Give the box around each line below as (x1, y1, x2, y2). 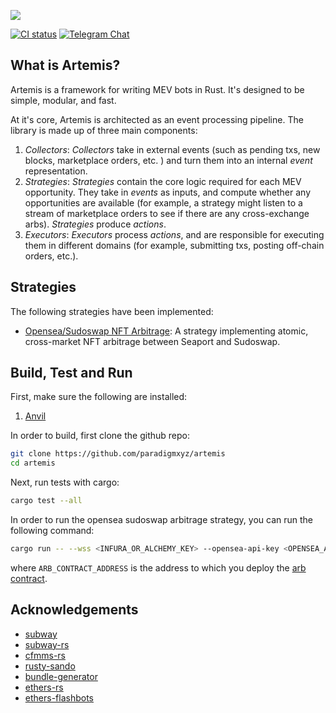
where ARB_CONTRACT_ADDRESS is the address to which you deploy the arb (10, 561, 307, 574)
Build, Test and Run (10, 365, 133, 382)
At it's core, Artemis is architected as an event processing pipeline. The (10, 113, 304, 125)
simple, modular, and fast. (10, 94, 117, 106)
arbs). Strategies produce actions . (24, 218, 167, 230)
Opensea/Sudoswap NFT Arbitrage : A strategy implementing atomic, (24, 325, 309, 337)
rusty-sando (24, 660, 76, 672)
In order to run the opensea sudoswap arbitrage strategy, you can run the (10, 514, 313, 526)
